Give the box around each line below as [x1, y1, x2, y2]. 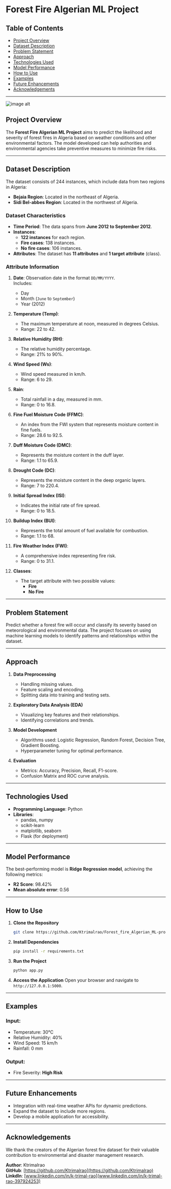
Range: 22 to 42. [20, 326, 56, 332]
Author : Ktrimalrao [6, 1161, 45, 1168]
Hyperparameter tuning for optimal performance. [20, 747, 123, 754]
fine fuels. [20, 427, 42, 433]
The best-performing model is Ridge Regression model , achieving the [6, 866, 153, 872]
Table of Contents [6, 24, 64, 33]
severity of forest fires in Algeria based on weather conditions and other [6, 134, 157, 141]
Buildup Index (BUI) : [13, 518, 56, 524]
